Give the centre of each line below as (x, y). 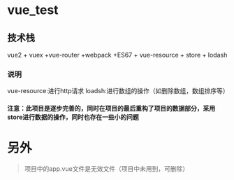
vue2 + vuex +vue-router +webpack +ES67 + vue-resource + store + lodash (117, 55)
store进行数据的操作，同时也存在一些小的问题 (73, 117)
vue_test (33, 10)
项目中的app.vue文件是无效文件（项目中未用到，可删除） (107, 168)
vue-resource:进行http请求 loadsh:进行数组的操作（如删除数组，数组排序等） (118, 91)
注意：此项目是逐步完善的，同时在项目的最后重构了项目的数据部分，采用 (111, 108)
